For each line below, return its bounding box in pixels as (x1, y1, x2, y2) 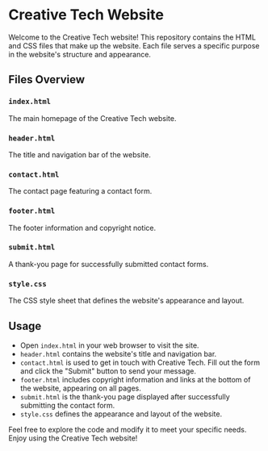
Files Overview (8, 73, 86, 86)
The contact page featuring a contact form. (8, 186, 153, 196)
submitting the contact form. (19, 400, 115, 410)
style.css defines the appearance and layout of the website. (19, 409, 223, 419)
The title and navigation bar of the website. (8, 149, 151, 159)
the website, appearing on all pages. (19, 383, 141, 393)
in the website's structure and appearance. (8, 49, 152, 59)
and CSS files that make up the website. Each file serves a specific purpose (8, 40, 260, 50)
